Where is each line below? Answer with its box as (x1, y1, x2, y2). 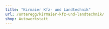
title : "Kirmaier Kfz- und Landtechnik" (5, 7, 91, 12)
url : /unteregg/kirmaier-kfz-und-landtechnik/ (5, 12, 104, 17)
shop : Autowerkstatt (5, 16, 49, 21)
